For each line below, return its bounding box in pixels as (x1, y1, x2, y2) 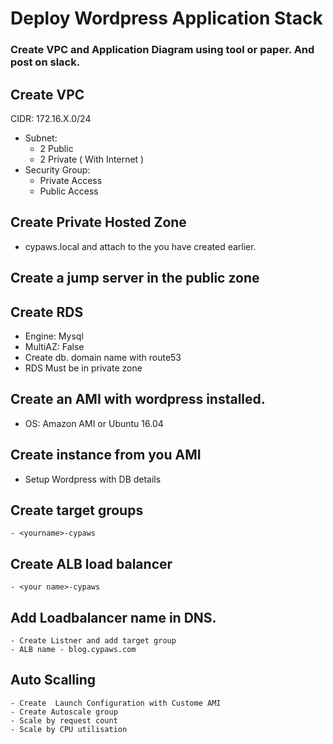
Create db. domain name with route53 (24, 351, 182, 363)
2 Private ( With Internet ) (39, 153, 145, 165)
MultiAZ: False (24, 340, 85, 352)
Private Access (39, 174, 103, 186)
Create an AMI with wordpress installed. (10, 391, 266, 408)
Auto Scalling (10, 672, 97, 689)
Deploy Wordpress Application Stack (10, 7, 323, 30)
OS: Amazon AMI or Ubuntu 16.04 (24, 417, 164, 429)
